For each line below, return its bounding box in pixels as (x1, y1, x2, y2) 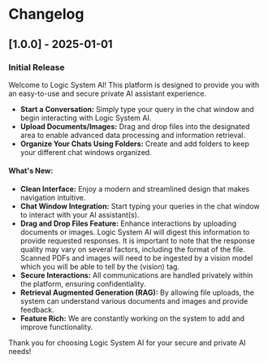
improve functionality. (19, 322, 93, 332)
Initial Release (8, 62, 65, 73)
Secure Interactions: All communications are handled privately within (19, 270, 253, 280)
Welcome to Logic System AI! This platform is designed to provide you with (8, 80, 260, 89)
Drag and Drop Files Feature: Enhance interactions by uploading (19, 218, 237, 228)
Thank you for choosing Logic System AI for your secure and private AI (8, 338, 246, 348)
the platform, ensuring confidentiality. (19, 279, 146, 289)
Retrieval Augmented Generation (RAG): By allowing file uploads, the (19, 287, 254, 297)
